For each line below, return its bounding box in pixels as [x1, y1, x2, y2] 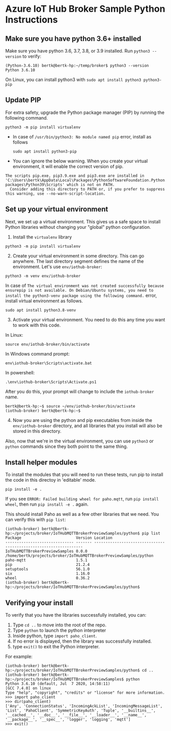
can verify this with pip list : [5, 516, 66, 523]
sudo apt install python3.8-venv [5, 308, 76, 313]
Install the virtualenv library [12, 233, 72, 240]
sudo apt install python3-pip [12, 149, 77, 154]
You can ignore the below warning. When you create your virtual [12, 158, 148, 164]
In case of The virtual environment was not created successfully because [5, 282, 164, 289]
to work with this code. [12, 322, 61, 328]
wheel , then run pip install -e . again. [5, 501, 89, 507]
